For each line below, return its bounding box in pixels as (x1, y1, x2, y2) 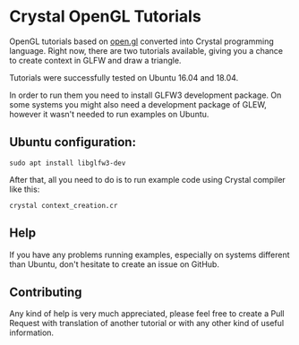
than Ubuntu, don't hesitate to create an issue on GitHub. (9, 258, 219, 270)
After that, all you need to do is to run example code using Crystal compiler (9, 174, 286, 185)
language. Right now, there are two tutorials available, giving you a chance (9, 45, 284, 56)
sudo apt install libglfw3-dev (9, 159, 126, 168)
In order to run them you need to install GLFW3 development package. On (9, 90, 282, 100)
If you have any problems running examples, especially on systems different (9, 249, 290, 260)
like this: (9, 184, 40, 194)
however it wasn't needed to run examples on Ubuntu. (9, 108, 209, 119)
